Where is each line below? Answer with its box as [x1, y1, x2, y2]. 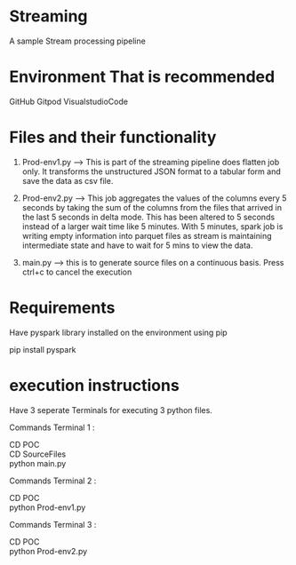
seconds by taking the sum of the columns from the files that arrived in [21, 202, 283, 212]
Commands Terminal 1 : [9, 422, 95, 433]
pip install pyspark [9, 344, 77, 354]
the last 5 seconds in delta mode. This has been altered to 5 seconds [21, 211, 276, 222]
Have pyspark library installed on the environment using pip [9, 327, 228, 338]
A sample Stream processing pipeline [9, 36, 147, 46]
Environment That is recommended [9, 67, 276, 87]
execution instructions [9, 375, 180, 395]
